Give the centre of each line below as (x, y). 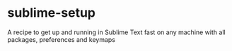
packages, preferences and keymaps (61, 39)
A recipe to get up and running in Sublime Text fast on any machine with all (116, 32)
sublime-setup (51, 13)
